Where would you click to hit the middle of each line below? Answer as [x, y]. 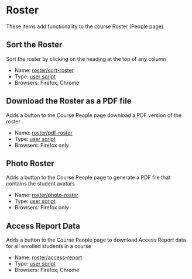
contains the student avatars [40, 184]
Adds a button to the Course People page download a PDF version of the [94, 115]
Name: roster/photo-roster [47, 195]
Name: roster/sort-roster [44, 70]
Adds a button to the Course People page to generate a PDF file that [88, 178]
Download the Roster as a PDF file [69, 101]
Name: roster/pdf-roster [43, 133]
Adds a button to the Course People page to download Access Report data [96, 240]
